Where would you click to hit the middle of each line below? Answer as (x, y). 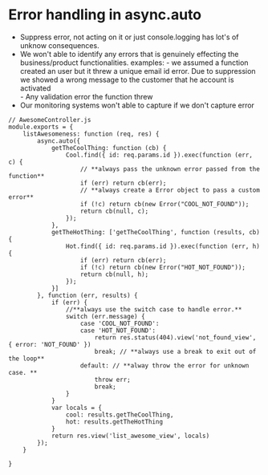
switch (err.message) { (106, 316)
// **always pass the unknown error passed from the (170, 169)
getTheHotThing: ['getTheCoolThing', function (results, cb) (156, 232)
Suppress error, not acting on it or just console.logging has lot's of (129, 37)
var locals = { (77, 408)
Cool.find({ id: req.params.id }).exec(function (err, (159, 155)
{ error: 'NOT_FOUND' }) (50, 344)
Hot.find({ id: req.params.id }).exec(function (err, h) (163, 246)
